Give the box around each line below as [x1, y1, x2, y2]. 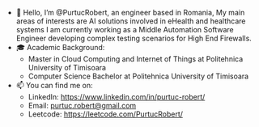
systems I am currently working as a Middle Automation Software [15, 25, 234, 34]
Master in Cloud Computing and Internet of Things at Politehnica [28, 54, 244, 64]
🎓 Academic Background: [15, 43, 105, 52]
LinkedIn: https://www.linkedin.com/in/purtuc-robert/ [28, 92, 206, 101]
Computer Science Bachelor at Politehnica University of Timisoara [28, 71, 249, 81]
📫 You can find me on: [15, 81, 93, 90]
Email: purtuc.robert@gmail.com [28, 101, 137, 110]
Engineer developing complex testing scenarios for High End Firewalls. [15, 33, 253, 43]
